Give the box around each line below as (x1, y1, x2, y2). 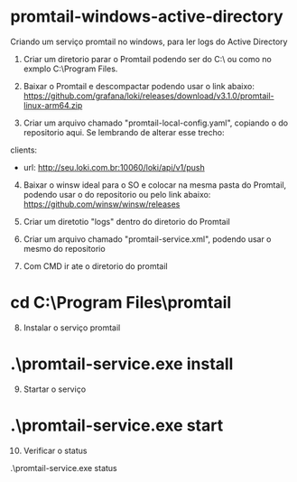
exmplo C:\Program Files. (23, 63, 118, 74)
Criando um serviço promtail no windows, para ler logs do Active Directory (10, 36, 288, 47)
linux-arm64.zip (23, 99, 83, 110)
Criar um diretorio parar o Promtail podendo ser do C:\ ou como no (23, 53, 272, 64)
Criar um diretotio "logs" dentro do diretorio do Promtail (23, 216, 231, 227)
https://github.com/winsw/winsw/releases (23, 199, 181, 209)
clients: (10, 144, 38, 155)
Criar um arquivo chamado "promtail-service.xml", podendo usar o (23, 233, 272, 245)
